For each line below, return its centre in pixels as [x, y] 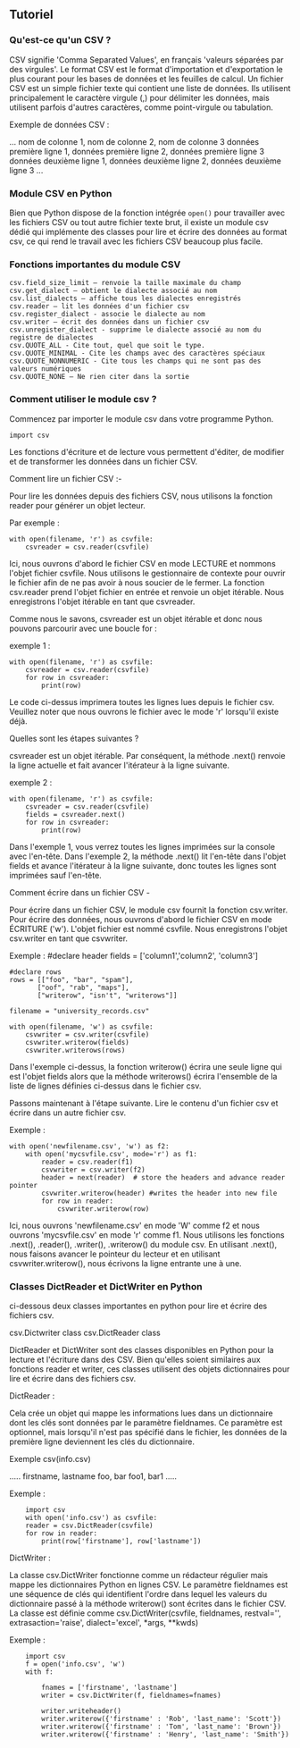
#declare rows [36, 972]
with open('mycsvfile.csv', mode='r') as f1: [112, 1154]
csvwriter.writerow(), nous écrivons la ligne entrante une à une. [126, 1263]
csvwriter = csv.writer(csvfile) [87, 1034]
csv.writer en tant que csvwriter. [68, 938]
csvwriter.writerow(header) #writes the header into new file [159, 1193]
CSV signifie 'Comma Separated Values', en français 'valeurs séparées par [146, 59]
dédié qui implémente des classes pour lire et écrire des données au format [148, 231]
